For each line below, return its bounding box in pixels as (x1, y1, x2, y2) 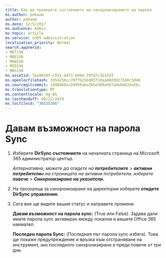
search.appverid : (5, 45, 42, 50)
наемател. (12, 221, 35, 227)
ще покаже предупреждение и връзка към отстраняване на (12, 236, 142, 242)
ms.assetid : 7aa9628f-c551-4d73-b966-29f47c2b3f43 (5, 73, 114, 78)
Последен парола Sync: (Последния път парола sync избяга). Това (12, 231, 158, 237)
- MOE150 (5, 54, 24, 59)
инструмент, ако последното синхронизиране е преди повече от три (12, 242, 161, 248)
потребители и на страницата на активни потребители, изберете (12, 171, 153, 177)
